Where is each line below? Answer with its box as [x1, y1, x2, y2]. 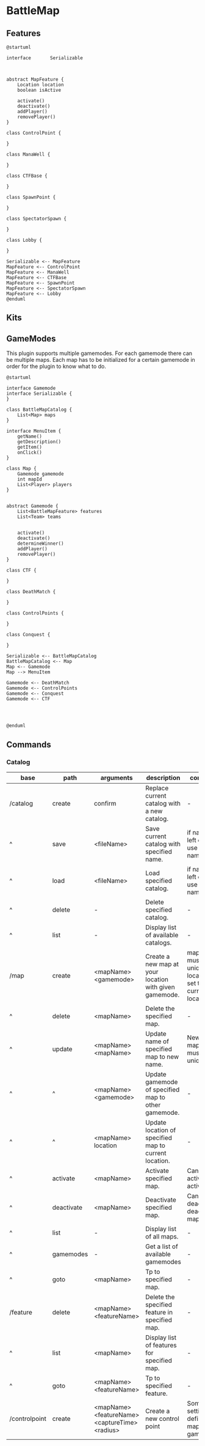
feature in [145, 1308, 173, 1316]
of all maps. [145, 1232, 179, 1240]
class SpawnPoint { [6, 194, 56, 200]
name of [145, 1037, 170, 1046]
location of [145, 1126, 176, 1134]
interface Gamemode [6, 385, 56, 392]
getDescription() [17, 439, 62, 445]
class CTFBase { [6, 173, 48, 179]
